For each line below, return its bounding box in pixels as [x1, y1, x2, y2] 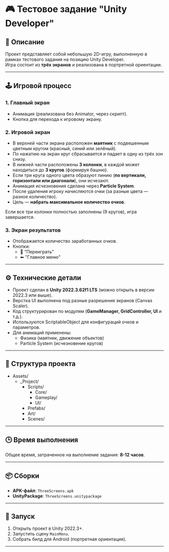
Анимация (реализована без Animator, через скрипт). [12, 111, 128, 117]
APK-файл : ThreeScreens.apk [12, 488, 74, 494]
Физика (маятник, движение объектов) [20, 335, 105, 341]
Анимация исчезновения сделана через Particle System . [12, 183, 135, 189]
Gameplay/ [35, 394, 58, 400]
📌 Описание [5, 38, 45, 46]
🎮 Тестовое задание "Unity [5, 4, 127, 15]
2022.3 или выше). [12, 292, 53, 298]
